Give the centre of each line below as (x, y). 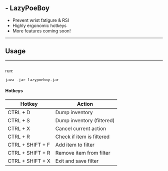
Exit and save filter (77, 161)
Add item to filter (75, 145)
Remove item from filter (83, 153)
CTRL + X (19, 128)
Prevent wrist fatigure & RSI (40, 20)
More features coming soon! (41, 31)
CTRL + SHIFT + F (29, 145)
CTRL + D (19, 112)
